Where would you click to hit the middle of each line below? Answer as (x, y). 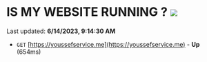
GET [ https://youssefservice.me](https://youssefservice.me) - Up (108, 44)
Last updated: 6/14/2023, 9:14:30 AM (61, 31)
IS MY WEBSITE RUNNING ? (87, 12)
